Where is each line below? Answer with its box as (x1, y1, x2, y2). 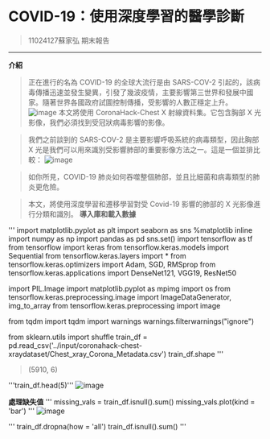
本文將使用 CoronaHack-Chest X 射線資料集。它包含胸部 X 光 (59, 107, 262, 117)
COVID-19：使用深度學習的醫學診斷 (8, 7, 245, 26)
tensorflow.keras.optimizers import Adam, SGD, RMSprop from (8, 259, 216, 269)
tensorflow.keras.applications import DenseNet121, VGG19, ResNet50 (8, 267, 237, 278)
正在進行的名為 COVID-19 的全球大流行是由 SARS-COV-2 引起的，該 (27, 77, 254, 87)
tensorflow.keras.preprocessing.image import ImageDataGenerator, (8, 292, 231, 302)
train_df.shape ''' (168, 349, 223, 358)
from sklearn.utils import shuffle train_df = (8, 332, 148, 342)
